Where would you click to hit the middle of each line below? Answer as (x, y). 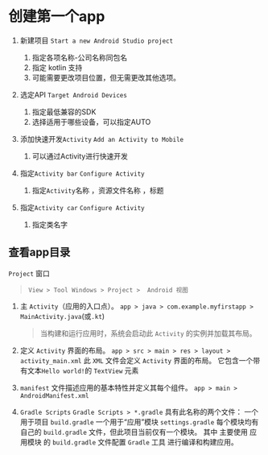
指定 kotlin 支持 (57, 67)
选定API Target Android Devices (73, 94)
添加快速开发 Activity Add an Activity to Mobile (101, 139)
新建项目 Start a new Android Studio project (97, 40)
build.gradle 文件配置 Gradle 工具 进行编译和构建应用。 (145, 442)
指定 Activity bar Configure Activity (82, 173)
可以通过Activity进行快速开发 (80, 156)
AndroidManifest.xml (54, 395)
